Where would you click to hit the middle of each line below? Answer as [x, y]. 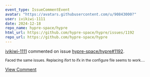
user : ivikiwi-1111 [25, 19]
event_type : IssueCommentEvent [37, 10]
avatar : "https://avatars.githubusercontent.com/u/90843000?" [71, 14]
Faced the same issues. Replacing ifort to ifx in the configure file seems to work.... [75, 60]
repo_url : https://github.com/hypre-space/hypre [56, 38]
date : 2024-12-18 [23, 23]
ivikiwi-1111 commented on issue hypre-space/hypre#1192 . [65, 51]
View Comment [21, 69]
